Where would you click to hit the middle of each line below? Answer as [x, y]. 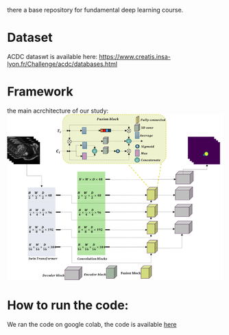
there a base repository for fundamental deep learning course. [95, 10]
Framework [40, 92]
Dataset [30, 38]
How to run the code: [68, 305]
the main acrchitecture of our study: [58, 111]
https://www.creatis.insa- [135, 56]
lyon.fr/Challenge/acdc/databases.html [62, 64]
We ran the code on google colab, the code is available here [92, 324]
